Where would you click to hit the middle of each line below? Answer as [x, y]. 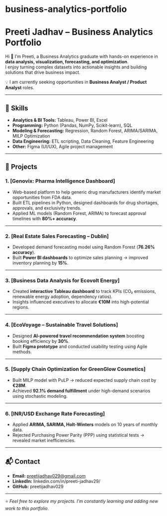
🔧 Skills [17, 108]
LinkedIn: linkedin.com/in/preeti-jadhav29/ [56, 481]
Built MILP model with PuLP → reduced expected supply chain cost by [84, 380]
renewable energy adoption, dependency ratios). [62, 297]
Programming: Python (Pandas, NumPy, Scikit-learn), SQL [72, 125]
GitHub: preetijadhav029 [38, 486]
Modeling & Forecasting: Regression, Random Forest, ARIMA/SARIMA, [85, 130]
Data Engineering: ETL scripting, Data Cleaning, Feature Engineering [83, 141]
